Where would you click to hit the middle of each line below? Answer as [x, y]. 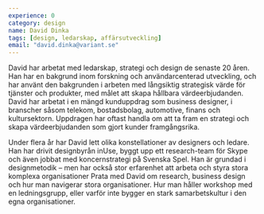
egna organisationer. [42, 202]
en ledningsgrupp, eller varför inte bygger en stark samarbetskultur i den [127, 193]
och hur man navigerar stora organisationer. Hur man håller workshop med [130, 185]
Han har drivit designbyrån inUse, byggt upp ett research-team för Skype [128, 151]
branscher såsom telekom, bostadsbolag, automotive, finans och [115, 110]
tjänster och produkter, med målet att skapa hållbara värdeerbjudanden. [126, 93]
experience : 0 [32, 16]
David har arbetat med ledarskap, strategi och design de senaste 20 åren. [129, 68]
